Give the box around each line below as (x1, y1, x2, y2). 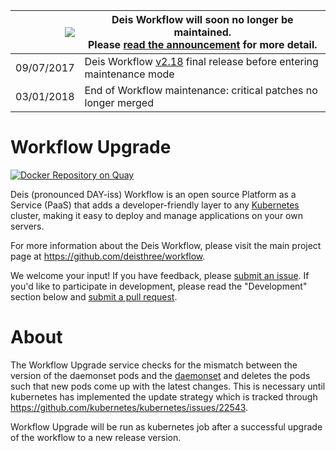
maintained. (173, 25, 232, 39)
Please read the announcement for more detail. (87, 38, 318, 51)
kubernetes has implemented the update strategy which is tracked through (10, 390, 318, 403)
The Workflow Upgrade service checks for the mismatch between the (10, 359, 298, 371)
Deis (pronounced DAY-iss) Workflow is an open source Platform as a (10, 188, 297, 200)
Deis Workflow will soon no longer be (111, 13, 294, 26)
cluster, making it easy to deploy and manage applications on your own (10, 209, 303, 221)
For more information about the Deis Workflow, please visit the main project (10, 239, 322, 251)
